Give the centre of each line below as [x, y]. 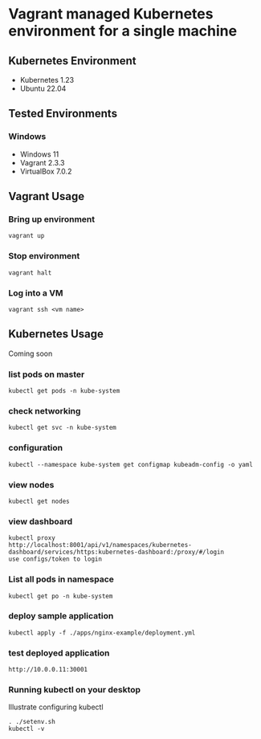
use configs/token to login [55, 559]
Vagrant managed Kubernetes [111, 14]
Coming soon [31, 353]
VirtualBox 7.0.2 [46, 171]
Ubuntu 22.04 [43, 88]
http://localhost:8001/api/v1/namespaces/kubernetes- [100, 545]
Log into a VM [36, 292]
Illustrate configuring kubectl [56, 707]
